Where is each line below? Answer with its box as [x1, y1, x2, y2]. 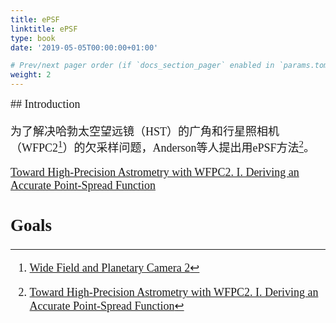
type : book [10, 33, 56, 43]
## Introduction [10, 97, 81, 111]
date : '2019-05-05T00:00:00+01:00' [10, 42, 159, 53]
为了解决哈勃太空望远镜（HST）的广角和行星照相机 [10, 125, 280, 138]
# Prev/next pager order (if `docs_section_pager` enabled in [10, 61, 275, 71]
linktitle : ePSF [10, 24, 78, 34]
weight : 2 [10, 70, 52, 80]
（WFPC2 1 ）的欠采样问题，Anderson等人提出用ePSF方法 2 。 [10, 139, 316, 155]
